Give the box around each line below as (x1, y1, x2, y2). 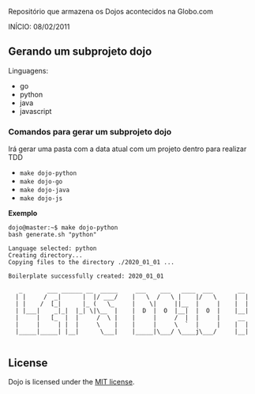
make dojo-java (19, 186, 70, 195)
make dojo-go (19, 178, 63, 186)
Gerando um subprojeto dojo (8, 45, 152, 59)
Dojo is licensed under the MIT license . (8, 377, 135, 386)
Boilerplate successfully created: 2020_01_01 (8, 272, 164, 280)
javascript (19, 106, 52, 116)
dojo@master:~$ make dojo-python (8, 224, 118, 232)
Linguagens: (8, 66, 49, 75)
